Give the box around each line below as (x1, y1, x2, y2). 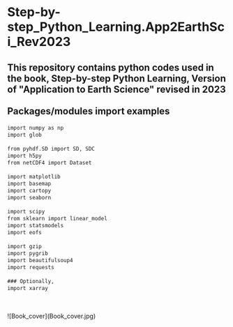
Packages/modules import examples (7, 105, 170, 117)
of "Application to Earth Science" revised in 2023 (7, 83, 226, 95)
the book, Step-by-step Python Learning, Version (7, 73, 227, 84)
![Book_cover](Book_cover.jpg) (7, 312, 96, 320)
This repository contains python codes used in (7, 61, 214, 73)
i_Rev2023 (7, 34, 71, 50)
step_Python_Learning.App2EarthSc (7, 19, 225, 35)
